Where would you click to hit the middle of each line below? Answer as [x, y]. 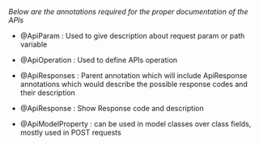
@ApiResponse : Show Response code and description [112, 108]
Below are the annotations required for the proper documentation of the [128, 12]
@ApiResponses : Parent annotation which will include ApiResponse [134, 75]
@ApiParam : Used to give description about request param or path [132, 36]
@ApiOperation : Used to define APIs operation [99, 60]
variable [34, 44]
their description [47, 93]
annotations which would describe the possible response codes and [134, 84]
